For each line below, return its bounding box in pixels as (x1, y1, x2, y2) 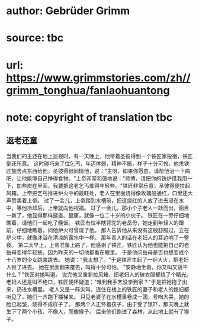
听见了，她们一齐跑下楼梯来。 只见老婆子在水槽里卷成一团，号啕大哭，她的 (6, 293, 190, 300)
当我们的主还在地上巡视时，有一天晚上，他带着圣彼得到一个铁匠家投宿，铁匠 (6, 152, 193, 159)
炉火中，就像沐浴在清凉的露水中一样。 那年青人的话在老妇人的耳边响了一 (6, 234, 184, 241)
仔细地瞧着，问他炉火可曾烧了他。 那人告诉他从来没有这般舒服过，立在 (16, 226, 190, 233)
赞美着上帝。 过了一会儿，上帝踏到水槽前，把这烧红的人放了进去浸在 (11, 197, 179, 204)
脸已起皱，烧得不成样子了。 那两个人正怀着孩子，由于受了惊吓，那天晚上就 (6, 300, 190, 307)
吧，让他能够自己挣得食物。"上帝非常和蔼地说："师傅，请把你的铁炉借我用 (6, 175, 188, 182)
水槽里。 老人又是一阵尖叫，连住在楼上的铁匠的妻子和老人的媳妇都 (26, 285, 190, 292)
